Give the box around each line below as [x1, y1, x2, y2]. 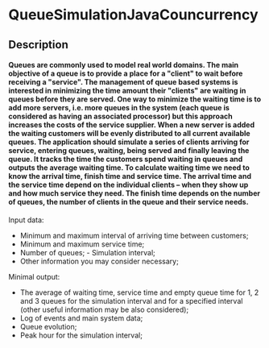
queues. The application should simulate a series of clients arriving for [8, 137, 250, 147]
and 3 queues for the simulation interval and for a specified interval [19, 296, 243, 305]
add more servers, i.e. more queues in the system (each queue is [8, 103, 230, 113]
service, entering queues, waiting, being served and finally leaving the [8, 146, 250, 155]
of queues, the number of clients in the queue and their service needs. [8, 197, 249, 207]
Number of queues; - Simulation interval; [19, 247, 155, 257]
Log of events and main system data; [19, 313, 143, 323]
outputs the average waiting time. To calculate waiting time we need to [8, 163, 250, 172]
